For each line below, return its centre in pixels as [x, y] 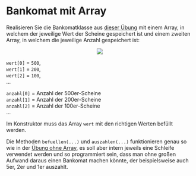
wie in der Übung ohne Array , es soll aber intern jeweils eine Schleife [90, 147]
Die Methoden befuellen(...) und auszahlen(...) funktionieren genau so [97, 142]
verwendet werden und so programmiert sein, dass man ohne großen [91, 154]
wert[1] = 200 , [23, 69]
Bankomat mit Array [56, 11]
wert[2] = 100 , [23, 75]
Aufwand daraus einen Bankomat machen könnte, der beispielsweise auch [97, 160]
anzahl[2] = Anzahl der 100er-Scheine [53, 106]
